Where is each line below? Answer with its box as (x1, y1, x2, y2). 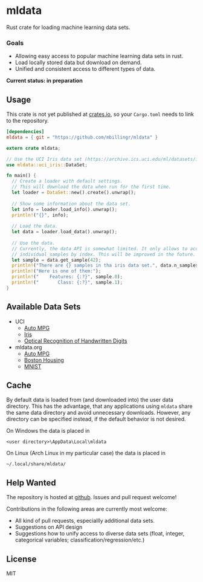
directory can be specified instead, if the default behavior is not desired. (6, 415, 186, 423)
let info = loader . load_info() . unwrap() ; (11, 206, 118, 212)
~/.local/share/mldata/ (6, 461, 66, 467)
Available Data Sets (6, 302, 81, 312)
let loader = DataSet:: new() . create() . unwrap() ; (11, 190, 137, 196)
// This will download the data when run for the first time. (11, 184, 172, 190)
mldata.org (14, 343, 42, 351)
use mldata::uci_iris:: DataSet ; (6, 161, 88, 168)
